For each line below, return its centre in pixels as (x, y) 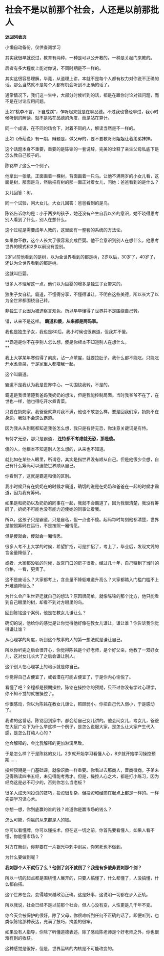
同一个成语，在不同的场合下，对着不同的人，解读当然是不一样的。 (71, 128)
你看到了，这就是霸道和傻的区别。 (39, 476)
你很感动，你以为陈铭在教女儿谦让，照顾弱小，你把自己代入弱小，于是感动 (80, 704)
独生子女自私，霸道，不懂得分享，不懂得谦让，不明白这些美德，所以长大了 (80, 294)
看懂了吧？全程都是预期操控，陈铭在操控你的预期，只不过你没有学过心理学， (82, 687)
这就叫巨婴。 (18, 273)
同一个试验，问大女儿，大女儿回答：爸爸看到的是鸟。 (59, 203)
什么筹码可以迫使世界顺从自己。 (46, 465)
